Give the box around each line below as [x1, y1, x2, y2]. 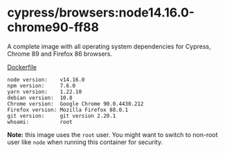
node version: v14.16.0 [7, 76, 85, 83]
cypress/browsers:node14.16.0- [7, 5, 195, 21]
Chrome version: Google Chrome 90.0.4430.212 [7, 100, 144, 108]
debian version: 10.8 [7, 94, 73, 101]
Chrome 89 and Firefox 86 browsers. [7, 50, 113, 58]
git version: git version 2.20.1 [7, 112, 116, 119]
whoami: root [7, 119, 73, 125]
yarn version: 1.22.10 [7, 88, 82, 95]
